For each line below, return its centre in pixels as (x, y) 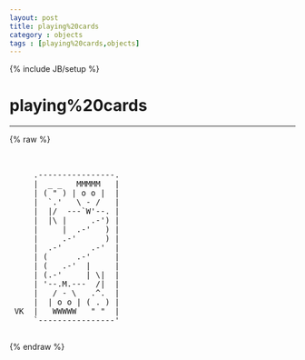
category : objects (46, 35)
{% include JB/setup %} (54, 69)
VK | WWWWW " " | (67, 311)
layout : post (34, 18)
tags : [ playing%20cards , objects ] (75, 43)
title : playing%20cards (54, 26)
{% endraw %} (37, 347)
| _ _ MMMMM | (76, 184)
